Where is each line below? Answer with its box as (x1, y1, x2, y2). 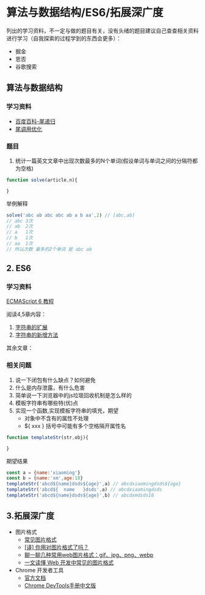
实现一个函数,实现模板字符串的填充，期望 (15, 406, 119, 414)
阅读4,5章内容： (6, 310, 47, 318)
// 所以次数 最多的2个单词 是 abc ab (6, 246, 92, 252)
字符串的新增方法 (15, 331, 59, 339)
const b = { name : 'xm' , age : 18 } (6, 475, 84, 481)
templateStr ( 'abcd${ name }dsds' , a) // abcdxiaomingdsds (6, 487, 163, 493)
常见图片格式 (24, 536, 57, 543)
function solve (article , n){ (6, 177, 78, 183)
